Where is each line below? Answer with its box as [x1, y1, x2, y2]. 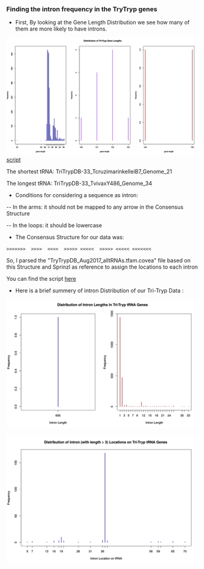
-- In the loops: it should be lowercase [6, 222, 103, 229]
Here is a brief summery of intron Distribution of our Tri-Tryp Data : [15, 286, 184, 294]
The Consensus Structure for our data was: [15, 233, 124, 241]
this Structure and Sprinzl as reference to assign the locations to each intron [6, 263, 199, 270]
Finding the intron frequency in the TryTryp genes [6, 5, 158, 13]
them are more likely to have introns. [15, 25, 107, 32]
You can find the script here [6, 275, 76, 282]
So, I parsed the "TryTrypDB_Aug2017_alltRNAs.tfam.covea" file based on [6, 256, 191, 264]
